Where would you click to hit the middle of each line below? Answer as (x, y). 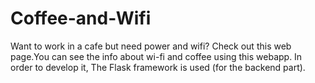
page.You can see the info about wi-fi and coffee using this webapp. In (156, 56)
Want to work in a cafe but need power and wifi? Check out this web (151, 46)
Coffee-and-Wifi (81, 18)
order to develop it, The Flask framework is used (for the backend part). (158, 67)
